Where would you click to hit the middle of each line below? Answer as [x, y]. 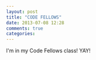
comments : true [25, 28]
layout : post [22, 12]
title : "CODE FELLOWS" [34, 17]
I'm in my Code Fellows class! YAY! [49, 50]
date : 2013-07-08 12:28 [35, 23]
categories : [21, 34]
